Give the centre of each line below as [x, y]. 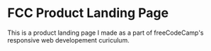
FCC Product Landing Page [88, 13]
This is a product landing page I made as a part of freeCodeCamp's [105, 33]
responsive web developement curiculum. [68, 40]
